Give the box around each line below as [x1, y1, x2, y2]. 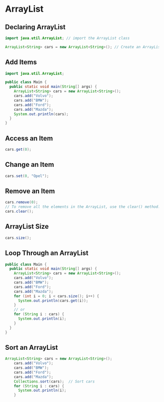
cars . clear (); [5, 209, 34, 214]
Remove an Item [5, 187, 55, 195]
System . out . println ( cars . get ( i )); [18, 298, 89, 303]
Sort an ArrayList [5, 343, 58, 352]
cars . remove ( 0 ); [5, 200, 38, 205]
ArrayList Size [5, 222, 49, 231]
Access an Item [5, 134, 53, 142]
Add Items [5, 58, 37, 66]
